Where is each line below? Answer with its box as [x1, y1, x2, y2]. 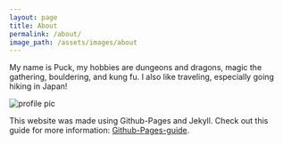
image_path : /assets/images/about [9, 37, 138, 47]
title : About [9, 21, 58, 30]
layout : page [9, 12, 58, 22]
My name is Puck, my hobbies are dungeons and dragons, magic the [9, 62, 262, 73]
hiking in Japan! [9, 81, 68, 92]
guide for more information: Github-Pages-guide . [9, 125, 190, 136]
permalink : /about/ [9, 29, 82, 38]
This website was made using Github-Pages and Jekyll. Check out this [9, 116, 269, 126]
